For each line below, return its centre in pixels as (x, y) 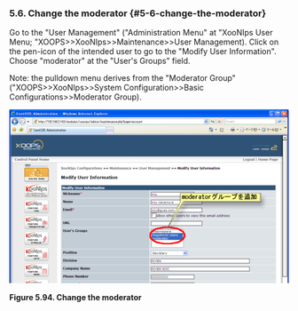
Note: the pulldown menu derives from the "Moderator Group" (123, 78)
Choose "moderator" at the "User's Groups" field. (100, 61)
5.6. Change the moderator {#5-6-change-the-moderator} (138, 13)
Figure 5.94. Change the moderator (75, 297)
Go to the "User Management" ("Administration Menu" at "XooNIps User (141, 33)
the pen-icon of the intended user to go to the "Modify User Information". (143, 52)
